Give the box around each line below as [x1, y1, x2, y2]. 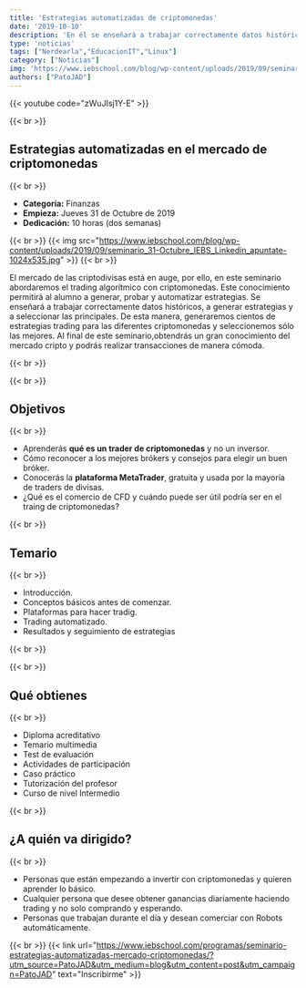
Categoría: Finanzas [22, 198, 100, 209]
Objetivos [9, 401, 66, 417]
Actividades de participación [22, 758, 130, 769]
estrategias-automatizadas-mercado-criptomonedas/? [9, 949, 214, 960]
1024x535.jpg [9, 254, 61, 265]
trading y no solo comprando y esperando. [22, 902, 184, 913]
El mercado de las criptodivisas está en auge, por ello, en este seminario [9, 272, 282, 283]
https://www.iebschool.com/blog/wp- [98, 234, 240, 246]
